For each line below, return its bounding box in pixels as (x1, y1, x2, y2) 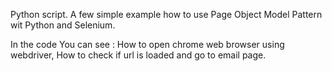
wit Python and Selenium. (10, 19, 116, 31)
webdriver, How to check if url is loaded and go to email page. (10, 49, 267, 61)
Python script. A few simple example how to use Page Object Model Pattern (10, 9, 323, 20)
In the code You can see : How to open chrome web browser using (10, 39, 285, 50)
